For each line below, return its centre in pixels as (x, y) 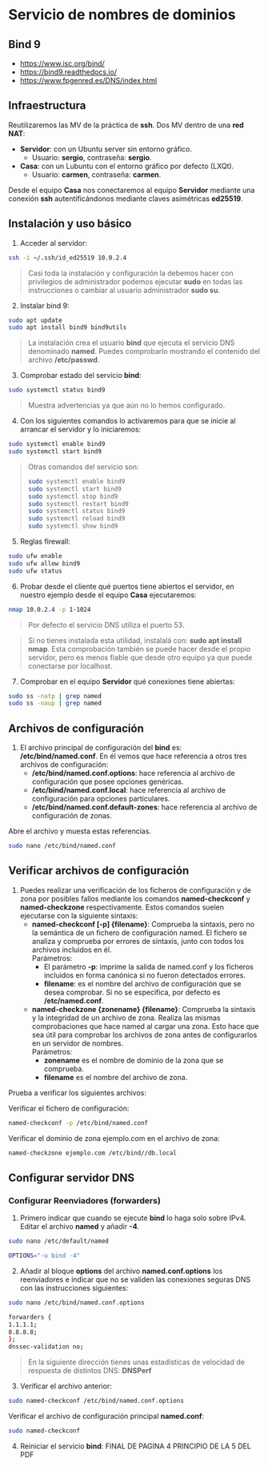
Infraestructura (47, 106)
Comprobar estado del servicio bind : (80, 376)
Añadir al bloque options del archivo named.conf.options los (121, 1271)
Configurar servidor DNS (72, 1177)
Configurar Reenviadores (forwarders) (85, 1200)
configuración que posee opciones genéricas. (108, 781)
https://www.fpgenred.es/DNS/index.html (88, 80)
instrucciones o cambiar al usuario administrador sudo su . (124, 290)
